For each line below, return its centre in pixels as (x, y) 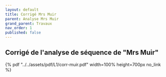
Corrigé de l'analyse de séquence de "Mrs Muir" (82, 53)
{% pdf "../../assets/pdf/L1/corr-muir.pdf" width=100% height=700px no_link (83, 64)
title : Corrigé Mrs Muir (31, 14)
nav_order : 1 (19, 28)
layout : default (22, 10)
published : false (23, 33)
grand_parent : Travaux (29, 23)
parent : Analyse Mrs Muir (32, 19)
